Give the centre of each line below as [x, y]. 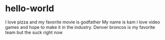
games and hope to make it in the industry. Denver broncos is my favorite [80, 27]
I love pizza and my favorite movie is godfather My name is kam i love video [83, 22]
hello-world [30, 9]
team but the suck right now [34, 32]
